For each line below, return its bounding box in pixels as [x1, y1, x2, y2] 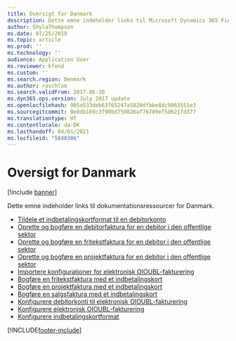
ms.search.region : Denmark [7, 75, 86, 83]
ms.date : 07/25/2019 [7, 30, 68, 37]
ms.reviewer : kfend [7, 63, 65, 70]
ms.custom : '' [7, 69, 49, 76]
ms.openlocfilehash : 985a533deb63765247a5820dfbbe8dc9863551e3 [7, 102, 197, 109]
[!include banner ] [7, 188, 58, 197]
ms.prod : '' [7, 43, 42, 50]
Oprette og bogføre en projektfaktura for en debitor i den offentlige [17, 252, 211, 261]
